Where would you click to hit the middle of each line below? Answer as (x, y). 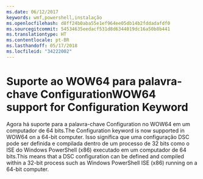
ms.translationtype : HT (37, 35)
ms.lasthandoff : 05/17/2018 (42, 46)
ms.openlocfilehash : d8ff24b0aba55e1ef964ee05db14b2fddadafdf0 (88, 23)
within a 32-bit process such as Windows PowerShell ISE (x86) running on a (102, 163)
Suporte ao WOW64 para (71, 81)
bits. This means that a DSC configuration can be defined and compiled (95, 156)
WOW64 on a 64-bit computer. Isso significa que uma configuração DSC (98, 137)
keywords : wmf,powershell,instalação (54, 18)
